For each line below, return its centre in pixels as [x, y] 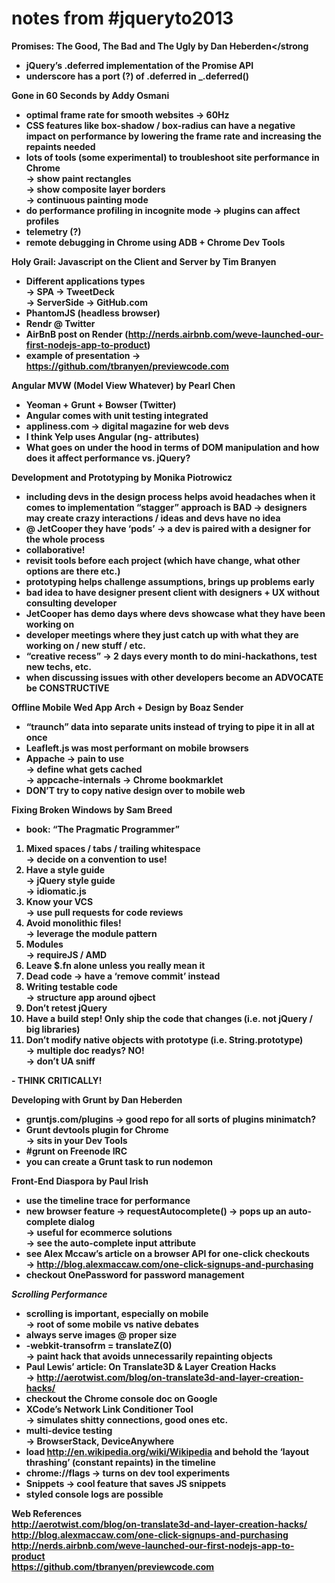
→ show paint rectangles [78, 178]
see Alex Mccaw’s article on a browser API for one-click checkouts [167, 1253]
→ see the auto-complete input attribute [111, 1243]
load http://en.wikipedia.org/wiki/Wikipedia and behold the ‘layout [167, 1451]
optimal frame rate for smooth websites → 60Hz [127, 114]
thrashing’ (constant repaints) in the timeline [120, 1462]
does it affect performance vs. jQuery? [108, 458]
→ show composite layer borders [95, 189]
